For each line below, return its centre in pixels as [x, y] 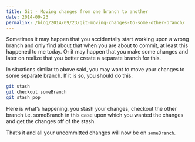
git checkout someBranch [36, 92]
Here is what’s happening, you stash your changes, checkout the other [92, 109]
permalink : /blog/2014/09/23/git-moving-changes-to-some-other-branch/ [95, 22]
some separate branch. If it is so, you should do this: [70, 76]
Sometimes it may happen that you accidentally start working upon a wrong [97, 39]
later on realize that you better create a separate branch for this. [84, 58]
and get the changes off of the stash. [51, 121]
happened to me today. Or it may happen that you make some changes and [97, 52]
